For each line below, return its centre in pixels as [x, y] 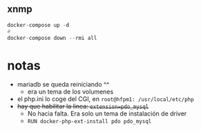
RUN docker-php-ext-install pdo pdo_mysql [89, 122]
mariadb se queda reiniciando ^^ [63, 85]
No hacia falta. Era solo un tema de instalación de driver [107, 113]
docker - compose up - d [38, 25]
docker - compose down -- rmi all [52, 38]
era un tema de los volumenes [70, 92]
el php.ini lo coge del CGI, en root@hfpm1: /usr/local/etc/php [106, 99]
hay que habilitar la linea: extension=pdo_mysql [83, 107]
